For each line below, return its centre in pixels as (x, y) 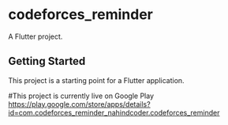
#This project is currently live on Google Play (81, 96)
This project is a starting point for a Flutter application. (96, 80)
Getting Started (47, 61)
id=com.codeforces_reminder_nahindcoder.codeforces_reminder (114, 112)
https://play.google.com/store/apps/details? (80, 104)
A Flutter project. (36, 36)
